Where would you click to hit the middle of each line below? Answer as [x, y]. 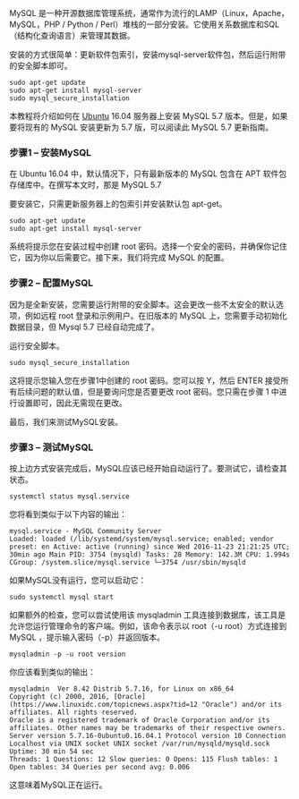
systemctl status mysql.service [69, 496]
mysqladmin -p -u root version [68, 654]
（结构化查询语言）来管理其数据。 [72, 35]
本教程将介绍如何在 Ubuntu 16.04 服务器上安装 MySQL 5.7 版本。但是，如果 [149, 116]
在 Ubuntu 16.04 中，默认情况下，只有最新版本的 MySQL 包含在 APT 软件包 [148, 174]
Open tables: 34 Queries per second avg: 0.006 [100, 767]
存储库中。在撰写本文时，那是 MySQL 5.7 [85, 185]
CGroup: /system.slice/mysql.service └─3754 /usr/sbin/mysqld [128, 562]
